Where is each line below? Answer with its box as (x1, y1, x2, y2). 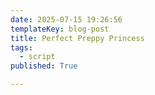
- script (19, 52, 56, 62)
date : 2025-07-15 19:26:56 (10, 14, 123, 25)
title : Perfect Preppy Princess (10, 33, 145, 43)
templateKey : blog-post (10, 24, 110, 34)
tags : (10, 42, 33, 53)
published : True (10, 61, 78, 71)
